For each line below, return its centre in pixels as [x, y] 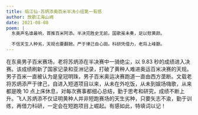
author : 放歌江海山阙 [30, 17]
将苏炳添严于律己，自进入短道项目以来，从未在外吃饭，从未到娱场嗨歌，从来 [99, 84]
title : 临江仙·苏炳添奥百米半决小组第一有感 [54, 11]
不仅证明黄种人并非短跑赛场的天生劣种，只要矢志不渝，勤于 [114, 98]
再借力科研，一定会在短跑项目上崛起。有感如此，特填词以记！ [91, 106]
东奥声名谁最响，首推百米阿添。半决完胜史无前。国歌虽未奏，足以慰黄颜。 [88, 34]
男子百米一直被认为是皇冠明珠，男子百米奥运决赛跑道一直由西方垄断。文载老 [99, 76]
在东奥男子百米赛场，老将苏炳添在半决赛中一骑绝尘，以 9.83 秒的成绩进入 [96, 62]
